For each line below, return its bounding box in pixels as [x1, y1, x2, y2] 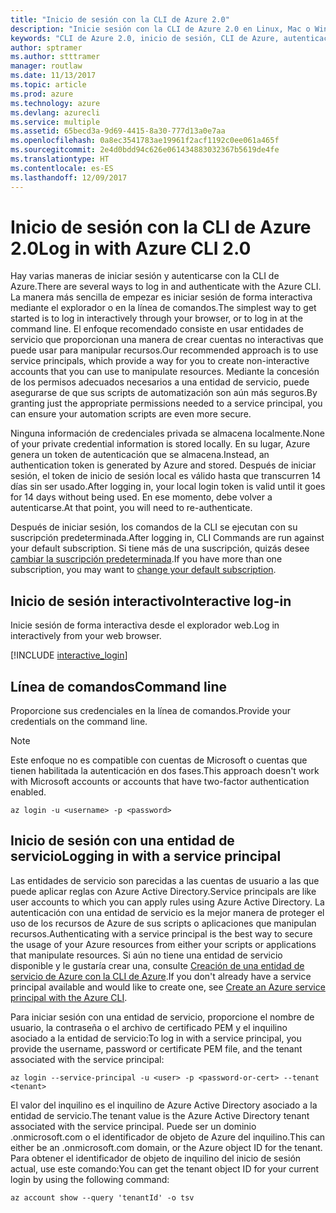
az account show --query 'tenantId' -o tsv [10, 1192, 195, 1203]
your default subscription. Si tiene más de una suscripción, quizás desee [10, 542, 310, 555]
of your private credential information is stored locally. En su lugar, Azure [10, 438, 311, 450]
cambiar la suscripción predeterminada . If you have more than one [10, 553, 283, 565]
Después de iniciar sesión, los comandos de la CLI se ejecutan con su [10, 521, 298, 533]
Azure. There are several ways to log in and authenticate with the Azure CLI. [10, 281, 322, 293]
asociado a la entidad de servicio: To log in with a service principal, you [10, 1032, 302, 1044]
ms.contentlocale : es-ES [10, 163, 114, 173]
